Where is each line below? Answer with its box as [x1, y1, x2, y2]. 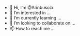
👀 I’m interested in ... [9, 10, 51, 16]
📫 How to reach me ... [9, 26, 55, 31]
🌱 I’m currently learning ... [9, 15, 62, 20]
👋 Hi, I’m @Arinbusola [9, 5, 53, 10]
